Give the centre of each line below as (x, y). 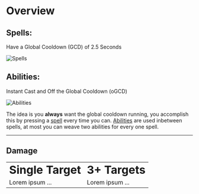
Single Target (45, 170)
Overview (31, 11)
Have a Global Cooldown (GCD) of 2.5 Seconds (64, 47)
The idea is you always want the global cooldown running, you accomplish (97, 114)
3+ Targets (116, 170)
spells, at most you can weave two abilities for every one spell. (82, 127)
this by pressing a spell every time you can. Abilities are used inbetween (94, 120)
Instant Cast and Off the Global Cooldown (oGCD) (67, 91)
